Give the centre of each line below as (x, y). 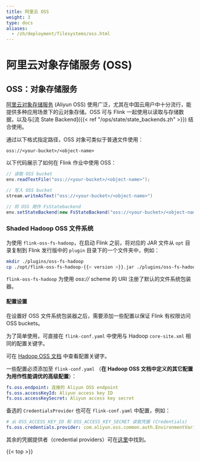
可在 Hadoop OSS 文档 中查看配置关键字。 (58, 356)
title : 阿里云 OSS (28, 12)
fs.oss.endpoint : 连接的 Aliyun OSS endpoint (62, 387)
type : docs (20, 23)
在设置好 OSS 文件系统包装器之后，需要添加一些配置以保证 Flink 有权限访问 (99, 315)
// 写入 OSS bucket (29, 190)
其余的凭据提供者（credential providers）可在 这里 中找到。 (78, 440)
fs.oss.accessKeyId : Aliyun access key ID (60, 393)
